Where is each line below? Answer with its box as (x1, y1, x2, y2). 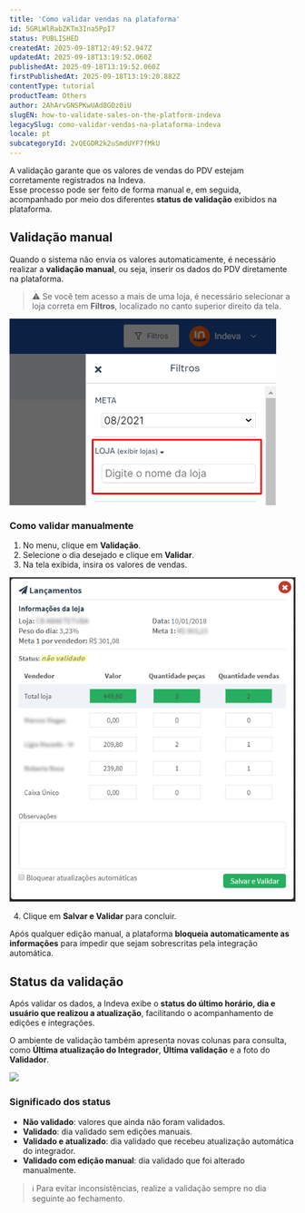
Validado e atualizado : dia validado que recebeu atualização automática (22, 1135, 294, 1147)
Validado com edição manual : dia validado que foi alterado (22, 1155, 245, 1166)
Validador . (9, 1054, 50, 1065)
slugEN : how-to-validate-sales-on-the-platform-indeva (9, 110, 221, 120)
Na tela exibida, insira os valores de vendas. (22, 559, 188, 571)
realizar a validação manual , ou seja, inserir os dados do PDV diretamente (9, 263, 288, 274)
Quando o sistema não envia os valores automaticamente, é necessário (9, 254, 277, 265)
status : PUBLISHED (9, 34, 79, 43)
